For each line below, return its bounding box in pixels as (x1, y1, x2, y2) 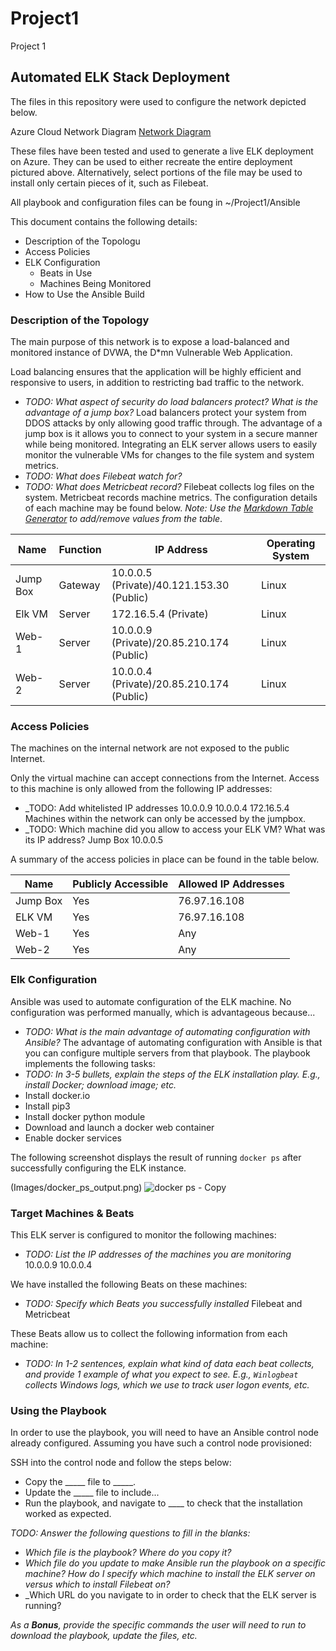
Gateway (58, 578, 101, 592)
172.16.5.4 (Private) (111, 607, 209, 621)
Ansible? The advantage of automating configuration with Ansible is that (24, 1036, 323, 1048)
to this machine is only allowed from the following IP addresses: (10, 783, 273, 795)
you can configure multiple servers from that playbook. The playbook (24, 1047, 311, 1059)
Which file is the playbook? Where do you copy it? (24, 1547, 232, 1559)
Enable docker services (24, 1132, 122, 1144)
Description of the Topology (10, 313, 150, 327)
